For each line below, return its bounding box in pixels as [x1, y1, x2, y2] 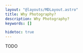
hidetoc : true [5, 30, 35, 35]
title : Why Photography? [5, 12, 56, 17]
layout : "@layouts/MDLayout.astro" [5, 7, 79, 12]
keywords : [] [5, 21, 32, 26]
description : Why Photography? [5, 16, 70, 21]
